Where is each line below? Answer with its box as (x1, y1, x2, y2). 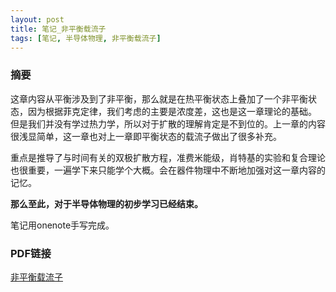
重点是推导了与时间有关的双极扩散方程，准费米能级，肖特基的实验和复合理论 (10, 151, 326, 163)
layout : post (10, 14, 65, 25)
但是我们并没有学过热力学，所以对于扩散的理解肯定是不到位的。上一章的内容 (10, 117, 326, 130)
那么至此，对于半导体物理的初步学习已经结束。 (10, 197, 203, 210)
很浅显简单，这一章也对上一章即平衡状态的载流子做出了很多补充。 (10, 130, 282, 142)
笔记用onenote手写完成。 (10, 219, 115, 231)
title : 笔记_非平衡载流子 (10, 24, 107, 34)
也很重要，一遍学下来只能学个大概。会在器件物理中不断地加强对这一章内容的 (10, 164, 326, 176)
